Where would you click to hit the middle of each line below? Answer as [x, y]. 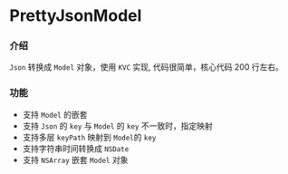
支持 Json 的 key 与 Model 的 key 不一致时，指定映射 [117, 126]
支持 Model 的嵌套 [55, 114]
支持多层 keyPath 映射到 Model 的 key [89, 137]
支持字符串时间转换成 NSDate [76, 148]
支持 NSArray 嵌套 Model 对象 [75, 159]
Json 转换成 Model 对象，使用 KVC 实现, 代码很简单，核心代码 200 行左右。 [146, 67]
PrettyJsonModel [76, 16]
